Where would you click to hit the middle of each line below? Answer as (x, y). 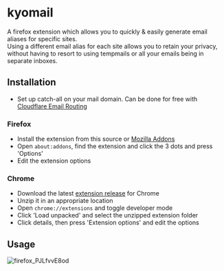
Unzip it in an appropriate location (65, 201)
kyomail (30, 13)
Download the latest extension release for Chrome (88, 193)
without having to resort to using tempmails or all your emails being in (105, 54)
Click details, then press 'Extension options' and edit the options (108, 223)
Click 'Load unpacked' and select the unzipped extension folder (108, 215)
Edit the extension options (54, 161)
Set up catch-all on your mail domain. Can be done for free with (107, 99)
